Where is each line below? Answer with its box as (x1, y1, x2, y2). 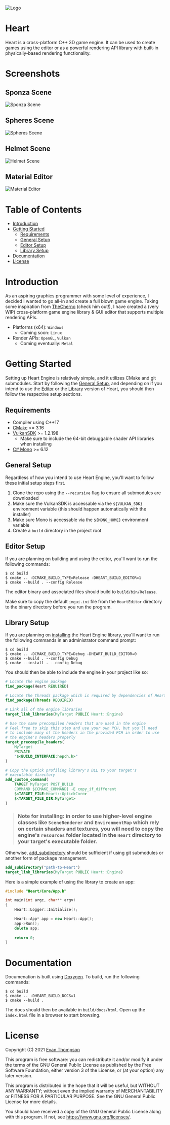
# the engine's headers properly (5, 735, 76, 740)
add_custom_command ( (5, 777, 49, 782)
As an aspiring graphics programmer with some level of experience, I (5, 293, 149, 299)
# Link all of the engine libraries (5, 707, 82, 712)
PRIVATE (14, 749, 30, 754)
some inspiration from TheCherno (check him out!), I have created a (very (5, 303, 159, 310)
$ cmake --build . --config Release (5, 579, 82, 585)
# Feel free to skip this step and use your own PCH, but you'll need (5, 726, 157, 731)
